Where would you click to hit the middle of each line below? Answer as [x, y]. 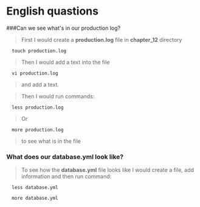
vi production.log [35, 73]
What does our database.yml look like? [65, 157]
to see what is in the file [51, 141]
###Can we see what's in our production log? [63, 28]
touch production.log [39, 51]
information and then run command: [66, 177]
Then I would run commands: [58, 96]
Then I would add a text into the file [65, 62]
